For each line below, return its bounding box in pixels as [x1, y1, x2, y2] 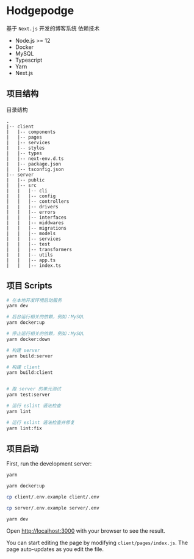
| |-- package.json [6, 161, 62, 167]
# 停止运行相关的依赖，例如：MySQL [6, 331, 85, 337]
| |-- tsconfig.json [6, 166, 64, 172]
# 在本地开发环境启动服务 [6, 297, 62, 303]
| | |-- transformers [6, 246, 72, 252]
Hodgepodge [6, 4, 74, 18]
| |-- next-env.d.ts [6, 155, 64, 162]
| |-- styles [6, 145, 45, 151]
